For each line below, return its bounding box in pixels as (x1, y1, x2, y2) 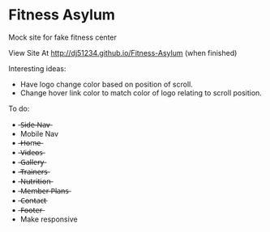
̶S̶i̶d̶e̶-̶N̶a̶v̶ (19, 120, 50, 129)
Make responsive (19, 214, 79, 224)
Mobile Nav (19, 129, 59, 138)
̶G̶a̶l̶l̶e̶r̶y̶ (19, 157, 45, 167)
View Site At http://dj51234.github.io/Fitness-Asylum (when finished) (8, 48, 238, 57)
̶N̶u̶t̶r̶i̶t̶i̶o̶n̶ (19, 176, 51, 186)
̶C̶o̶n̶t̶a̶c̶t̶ (19, 196, 47, 205)
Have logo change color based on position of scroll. (19, 79, 193, 89)
